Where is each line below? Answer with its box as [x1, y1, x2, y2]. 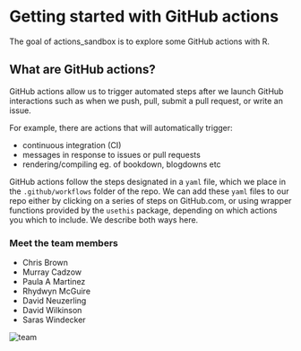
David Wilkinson [21, 305, 82, 316]
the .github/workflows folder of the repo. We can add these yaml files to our [9, 186, 289, 197]
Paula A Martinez [21, 276, 86, 287]
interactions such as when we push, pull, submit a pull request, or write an [9, 95, 284, 106]
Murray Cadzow [21, 267, 82, 277]
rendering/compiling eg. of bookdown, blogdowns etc [21, 159, 221, 170]
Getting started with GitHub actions [9, 6, 279, 27]
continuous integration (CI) [21, 139, 122, 150]
